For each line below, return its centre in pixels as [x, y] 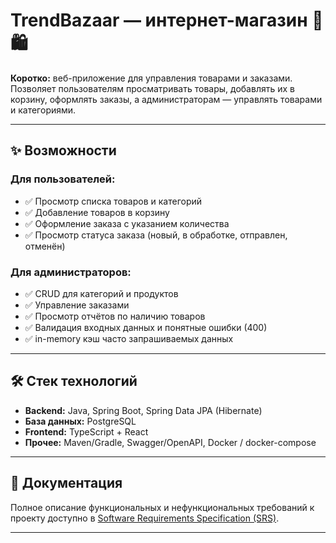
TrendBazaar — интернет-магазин [159, 20]
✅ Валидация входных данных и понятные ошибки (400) [146, 327]
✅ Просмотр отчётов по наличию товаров [115, 316]
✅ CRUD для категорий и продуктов [101, 293]
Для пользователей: [63, 179]
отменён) [45, 246]
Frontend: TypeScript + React [86, 431]
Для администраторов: [71, 272]
